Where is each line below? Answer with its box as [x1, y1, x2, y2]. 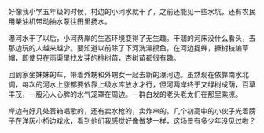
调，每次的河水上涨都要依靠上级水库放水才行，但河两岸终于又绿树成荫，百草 [8, 79, 256, 89]
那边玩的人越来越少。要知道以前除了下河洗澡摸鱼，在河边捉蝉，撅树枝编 [8, 43, 242, 53]
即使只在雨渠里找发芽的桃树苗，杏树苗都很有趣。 [21, 54, 181, 62]
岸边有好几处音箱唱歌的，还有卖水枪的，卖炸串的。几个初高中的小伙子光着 [8, 106, 249, 116]
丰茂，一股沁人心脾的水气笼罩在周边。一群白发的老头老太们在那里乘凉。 [8, 90, 242, 98]
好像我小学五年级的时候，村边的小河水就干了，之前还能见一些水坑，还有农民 [8, 7, 256, 16]
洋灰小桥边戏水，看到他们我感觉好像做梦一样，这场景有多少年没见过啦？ [21, 116, 256, 125]
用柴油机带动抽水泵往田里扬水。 [8, 17, 112, 26]
